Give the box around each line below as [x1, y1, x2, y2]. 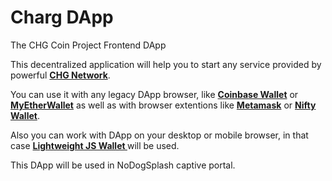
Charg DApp [10, 6, 114, 29]
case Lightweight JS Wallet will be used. [10, 139, 180, 151]
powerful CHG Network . [10, 69, 111, 81]
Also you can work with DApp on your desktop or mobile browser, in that [10, 129, 309, 141]
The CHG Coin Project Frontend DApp [10, 39, 167, 51]
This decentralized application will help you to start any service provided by [10, 58, 322, 70]
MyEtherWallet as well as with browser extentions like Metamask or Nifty [10, 99, 317, 111]
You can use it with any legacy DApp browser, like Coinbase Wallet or [10, 88, 299, 100]
